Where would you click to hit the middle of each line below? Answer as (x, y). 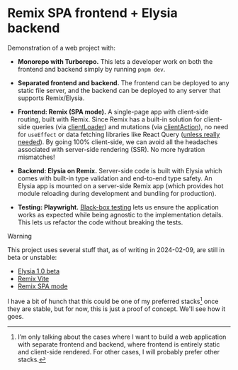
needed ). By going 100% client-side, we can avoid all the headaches (118, 142)
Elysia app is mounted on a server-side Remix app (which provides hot (120, 185)
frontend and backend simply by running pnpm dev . (91, 69)
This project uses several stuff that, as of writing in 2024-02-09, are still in (116, 249)
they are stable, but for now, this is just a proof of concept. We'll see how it (117, 309)
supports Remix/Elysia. (51, 98)
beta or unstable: (32, 257)
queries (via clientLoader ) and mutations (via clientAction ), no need (130, 126)
